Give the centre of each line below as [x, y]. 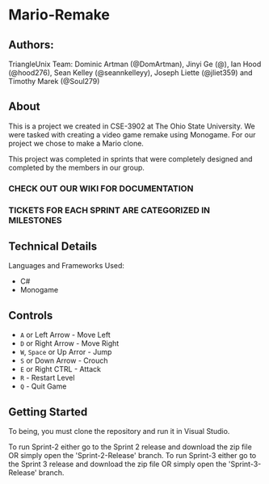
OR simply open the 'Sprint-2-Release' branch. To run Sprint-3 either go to [132, 456]
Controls [31, 316]
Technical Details [53, 247]
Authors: [31, 45]
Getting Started [48, 412]
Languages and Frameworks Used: [67, 266]
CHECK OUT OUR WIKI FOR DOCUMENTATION [101, 188]
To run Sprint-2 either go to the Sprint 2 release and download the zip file [130, 447]
